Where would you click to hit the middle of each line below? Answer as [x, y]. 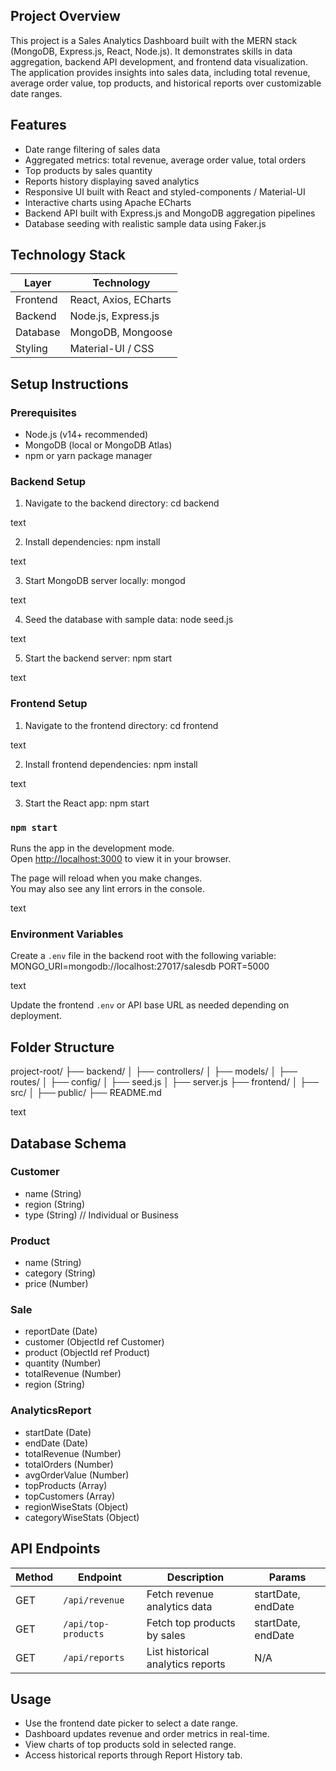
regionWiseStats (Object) [76, 1506]
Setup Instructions [69, 384]
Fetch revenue [180, 1594]
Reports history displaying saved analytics [112, 181]
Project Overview [65, 16]
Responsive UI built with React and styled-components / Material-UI [165, 191]
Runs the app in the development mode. [92, 848]
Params [287, 1577]
